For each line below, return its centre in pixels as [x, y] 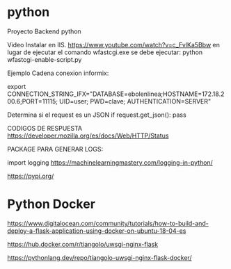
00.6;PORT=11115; [32, 101]
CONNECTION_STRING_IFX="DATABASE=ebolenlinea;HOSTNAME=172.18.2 [116, 94]
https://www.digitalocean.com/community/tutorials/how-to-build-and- [108, 223]
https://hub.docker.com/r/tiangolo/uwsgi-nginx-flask [83, 244]
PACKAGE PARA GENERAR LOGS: [55, 149]
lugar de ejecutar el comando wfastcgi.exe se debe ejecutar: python [105, 52]
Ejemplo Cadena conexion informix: [58, 73]
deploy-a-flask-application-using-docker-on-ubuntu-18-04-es [97, 231]
